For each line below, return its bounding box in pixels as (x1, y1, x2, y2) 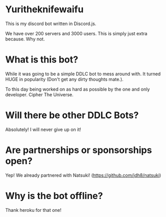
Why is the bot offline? (5, 190, 103, 202)
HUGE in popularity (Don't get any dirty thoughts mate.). (5, 76, 124, 82)
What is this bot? (5, 54, 78, 66)
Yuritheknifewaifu (5, 4, 84, 15)
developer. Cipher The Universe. (5, 91, 74, 98)
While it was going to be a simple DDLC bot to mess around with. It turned (5, 71, 161, 77)
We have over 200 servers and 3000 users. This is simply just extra (5, 30, 148, 36)
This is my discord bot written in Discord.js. (5, 20, 97, 27)
